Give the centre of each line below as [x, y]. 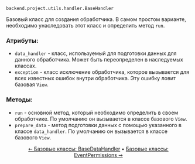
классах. [25, 66]
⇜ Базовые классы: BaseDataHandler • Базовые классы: [98, 149]
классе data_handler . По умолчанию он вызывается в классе [91, 131]
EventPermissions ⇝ [98, 155]
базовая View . [31, 84]
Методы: [20, 100]
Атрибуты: [22, 40]
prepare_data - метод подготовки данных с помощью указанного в [98, 125]
